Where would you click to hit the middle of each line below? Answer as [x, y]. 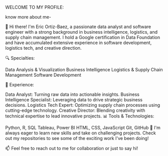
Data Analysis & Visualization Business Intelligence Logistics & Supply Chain [84, 69]
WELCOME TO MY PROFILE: [35, 7]
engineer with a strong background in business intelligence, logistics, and [81, 32]
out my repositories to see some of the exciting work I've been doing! [77, 138]
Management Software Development [43, 75]
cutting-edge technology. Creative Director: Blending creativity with [75, 110]
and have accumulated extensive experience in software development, [78, 43]
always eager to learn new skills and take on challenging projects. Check [80, 133]
